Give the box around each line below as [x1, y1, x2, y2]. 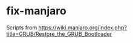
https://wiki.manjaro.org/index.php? [38, 24, 127, 31]
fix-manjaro [6, 4, 66, 18]
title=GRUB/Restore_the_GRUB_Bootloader [6, 30, 112, 37]
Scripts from [6, 24, 37, 31]
